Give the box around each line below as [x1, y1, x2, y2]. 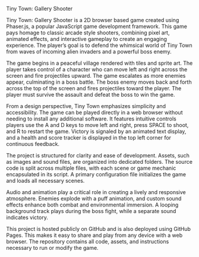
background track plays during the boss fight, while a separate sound [6, 208, 176, 214]
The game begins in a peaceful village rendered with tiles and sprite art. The [6, 59, 193, 66]
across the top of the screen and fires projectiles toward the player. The [6, 85, 182, 91]
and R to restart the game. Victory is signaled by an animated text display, [6, 128, 187, 135]
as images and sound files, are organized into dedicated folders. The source [6, 158, 193, 165]
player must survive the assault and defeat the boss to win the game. [6, 91, 175, 98]
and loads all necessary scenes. [6, 177, 85, 184]
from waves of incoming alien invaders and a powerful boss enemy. [6, 48, 172, 55]
